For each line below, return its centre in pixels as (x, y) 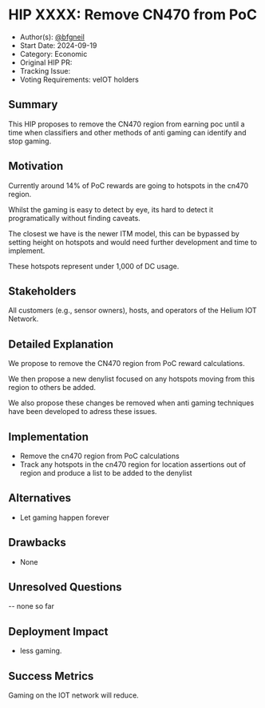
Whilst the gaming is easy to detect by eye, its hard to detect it (111, 209)
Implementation (49, 437)
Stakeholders (42, 291)
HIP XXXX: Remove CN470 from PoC (133, 15)
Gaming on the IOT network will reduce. (74, 695)
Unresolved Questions (65, 587)
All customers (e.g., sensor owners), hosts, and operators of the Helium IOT (132, 311)
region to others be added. (52, 388)
